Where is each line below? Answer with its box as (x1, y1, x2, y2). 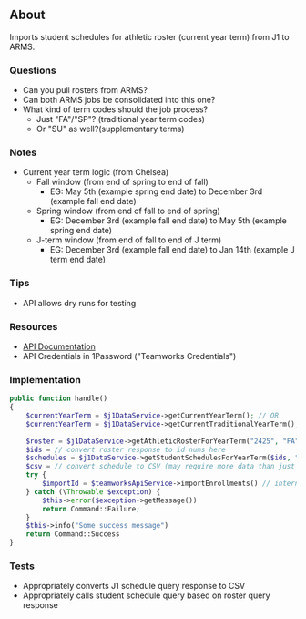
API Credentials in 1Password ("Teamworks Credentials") (22, 351, 237, 361)
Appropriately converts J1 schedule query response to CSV (22, 581, 246, 592)
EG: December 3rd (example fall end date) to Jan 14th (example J (49, 244, 296, 255)
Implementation (9, 373, 82, 386)
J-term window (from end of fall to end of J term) (36, 234, 222, 245)
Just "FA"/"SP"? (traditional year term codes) (36, 114, 205, 125)
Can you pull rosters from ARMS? (22, 85, 148, 96)
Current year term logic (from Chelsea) (22, 167, 169, 178)
